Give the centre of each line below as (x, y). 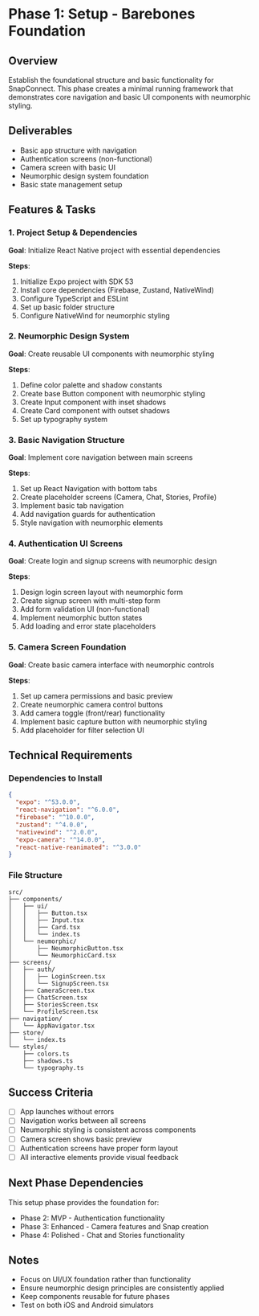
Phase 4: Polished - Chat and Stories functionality (102, 1235)
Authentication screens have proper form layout (99, 1148)
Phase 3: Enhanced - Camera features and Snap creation (114, 1226)
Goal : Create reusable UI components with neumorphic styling (111, 354)
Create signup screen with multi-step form (90, 601)
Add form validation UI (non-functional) (85, 609)
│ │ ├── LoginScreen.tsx (57, 976)
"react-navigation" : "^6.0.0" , (68, 810)
